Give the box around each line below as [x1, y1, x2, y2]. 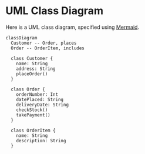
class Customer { [11, 55, 53, 61]
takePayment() [16, 112, 50, 118]
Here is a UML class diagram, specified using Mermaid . [5, 24, 139, 31]
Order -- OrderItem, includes [11, 45, 85, 51]
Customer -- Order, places [11, 40, 77, 46]
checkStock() [16, 107, 48, 113]
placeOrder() [16, 71, 48, 77]
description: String [16, 138, 66, 143]
